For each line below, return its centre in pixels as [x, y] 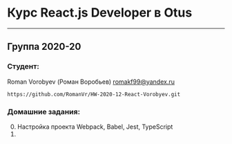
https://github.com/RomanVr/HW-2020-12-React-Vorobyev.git [94, 94]
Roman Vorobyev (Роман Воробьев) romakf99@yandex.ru [91, 82]
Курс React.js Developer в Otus [100, 13]
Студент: [23, 66]
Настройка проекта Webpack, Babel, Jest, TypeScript [95, 127]
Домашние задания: [44, 111]
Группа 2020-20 [44, 47]
